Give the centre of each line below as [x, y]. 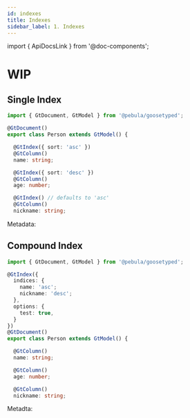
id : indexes [24, 14]
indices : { [29, 281]
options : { [29, 306]
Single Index [35, 99]
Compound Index [45, 246]
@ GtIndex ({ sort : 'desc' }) [54, 173]
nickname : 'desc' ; [46, 294]
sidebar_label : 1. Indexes [46, 26]
